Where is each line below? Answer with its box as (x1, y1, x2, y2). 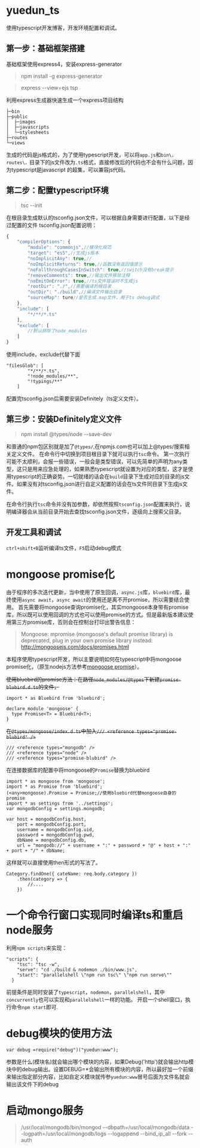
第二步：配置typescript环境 (6, 185, 109, 195)
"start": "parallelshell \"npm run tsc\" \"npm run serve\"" (17, 972, 172, 978)
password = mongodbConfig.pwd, (17, 832, 95, 838)
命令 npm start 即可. (11, 1003, 59, 1010)
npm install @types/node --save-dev (20, 430, 112, 437)
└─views (6, 140, 26, 146)
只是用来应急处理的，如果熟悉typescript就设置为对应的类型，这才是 (21, 465, 188, 472)
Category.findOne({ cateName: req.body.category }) (6, 871, 137, 877)
